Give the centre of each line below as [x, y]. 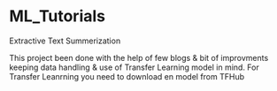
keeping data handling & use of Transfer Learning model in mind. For [134, 67]
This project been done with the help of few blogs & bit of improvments [139, 57]
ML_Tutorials [58, 16]
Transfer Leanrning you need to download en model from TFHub [127, 76]
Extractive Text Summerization [65, 41]
